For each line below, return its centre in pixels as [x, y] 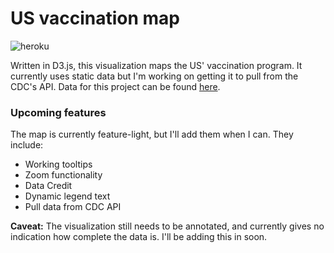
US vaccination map [95, 18]
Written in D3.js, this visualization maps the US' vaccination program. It [156, 65]
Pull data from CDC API [73, 207]
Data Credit [48, 186]
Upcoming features [58, 112]
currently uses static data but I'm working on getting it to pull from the [154, 76]
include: [27, 145]
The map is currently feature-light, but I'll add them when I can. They [152, 134]
